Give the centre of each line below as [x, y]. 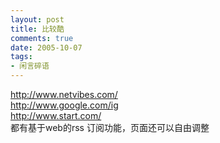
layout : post [37, 19]
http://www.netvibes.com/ [64, 94]
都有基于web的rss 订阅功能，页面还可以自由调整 [110, 127]
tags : [21, 57]
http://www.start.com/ [56, 115]
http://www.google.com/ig [64, 105]
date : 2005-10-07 [46, 47]
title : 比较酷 [37, 29]
